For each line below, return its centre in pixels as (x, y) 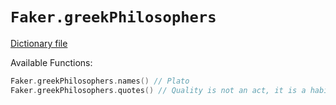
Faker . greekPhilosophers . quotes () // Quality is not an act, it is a (158, 90)
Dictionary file (39, 43)
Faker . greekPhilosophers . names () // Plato (100, 81)
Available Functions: (51, 62)
